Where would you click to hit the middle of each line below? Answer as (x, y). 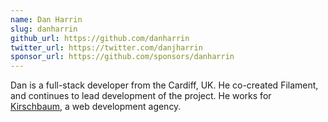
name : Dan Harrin (46, 19)
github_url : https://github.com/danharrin (100, 38)
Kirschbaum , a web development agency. (96, 107)
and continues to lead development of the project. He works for (141, 96)
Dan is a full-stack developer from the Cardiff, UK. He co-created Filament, (164, 85)
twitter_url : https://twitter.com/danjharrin (106, 47)
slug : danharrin (44, 29)
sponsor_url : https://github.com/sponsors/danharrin (122, 57)
